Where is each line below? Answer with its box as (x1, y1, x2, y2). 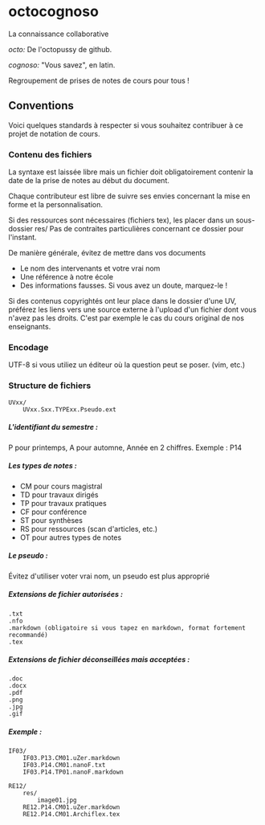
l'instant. (8, 232, 38, 243)
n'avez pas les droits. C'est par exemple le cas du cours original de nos (8, 313, 245, 323)
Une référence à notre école (19, 272, 114, 282)
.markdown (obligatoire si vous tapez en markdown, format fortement (8, 623, 247, 632)
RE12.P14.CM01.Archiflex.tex (22, 811, 120, 819)
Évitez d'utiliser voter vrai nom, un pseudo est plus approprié (8, 571, 210, 581)
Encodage (8, 341, 49, 353)
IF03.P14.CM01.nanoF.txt (22, 762, 106, 770)
